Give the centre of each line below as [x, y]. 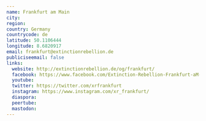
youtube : [23, 80]
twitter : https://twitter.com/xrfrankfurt [67, 86]
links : [15, 63]
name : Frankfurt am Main [38, 12]
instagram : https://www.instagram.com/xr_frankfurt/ [81, 92]
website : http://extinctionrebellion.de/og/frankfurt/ [83, 69]
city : [13, 18]
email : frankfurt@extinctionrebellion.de [60, 52]
